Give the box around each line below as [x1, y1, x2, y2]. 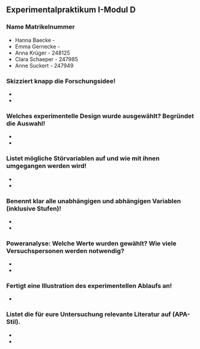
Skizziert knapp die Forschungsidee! [6, 77, 116, 85]
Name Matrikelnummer [6, 23, 75, 31]
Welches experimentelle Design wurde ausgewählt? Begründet [6, 112, 194, 120]
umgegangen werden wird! [6, 162, 87, 170]
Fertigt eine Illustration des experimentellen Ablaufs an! [6, 282, 172, 290]
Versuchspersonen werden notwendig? [6, 246, 125, 255]
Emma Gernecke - [14, 43, 60, 50]
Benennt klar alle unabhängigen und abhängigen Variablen [6, 197, 181, 205]
